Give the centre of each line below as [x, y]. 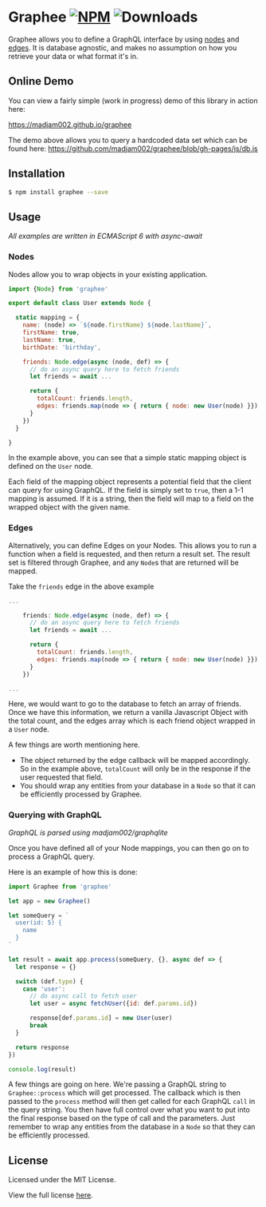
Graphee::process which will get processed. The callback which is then [125, 1093]
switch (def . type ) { [49, 981]
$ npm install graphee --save [59, 192]
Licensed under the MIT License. [62, 1180]
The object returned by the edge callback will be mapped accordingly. [135, 760]
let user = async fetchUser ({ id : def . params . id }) [113, 1004]
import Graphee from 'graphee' [60, 887]
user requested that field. [61, 777]
